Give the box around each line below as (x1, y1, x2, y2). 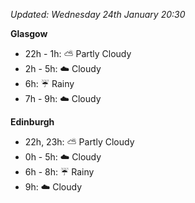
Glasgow (10, 28, 48, 39)
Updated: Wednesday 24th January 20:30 (10, 9, 186, 20)
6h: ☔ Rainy (24, 78, 75, 89)
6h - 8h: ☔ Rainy (24, 166, 95, 178)
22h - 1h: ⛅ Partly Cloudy (24, 48, 132, 59)
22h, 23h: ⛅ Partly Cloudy (24, 136, 135, 148)
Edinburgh (10, 116, 55, 128)
